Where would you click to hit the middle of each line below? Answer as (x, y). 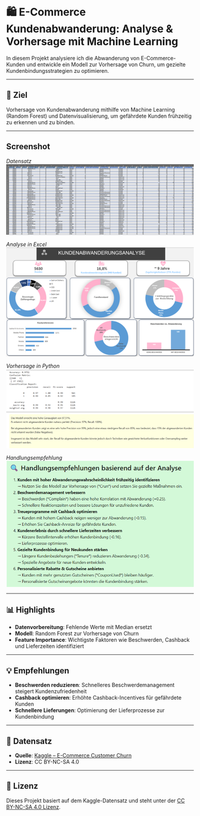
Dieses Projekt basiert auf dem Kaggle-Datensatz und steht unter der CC (96, 800)
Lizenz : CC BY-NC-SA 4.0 (47, 762)
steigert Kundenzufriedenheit (51, 691)
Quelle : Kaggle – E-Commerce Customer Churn (73, 755)
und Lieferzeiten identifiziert (49, 646)
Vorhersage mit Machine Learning (92, 41)
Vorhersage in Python (33, 366)
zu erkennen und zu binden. (41, 122)
